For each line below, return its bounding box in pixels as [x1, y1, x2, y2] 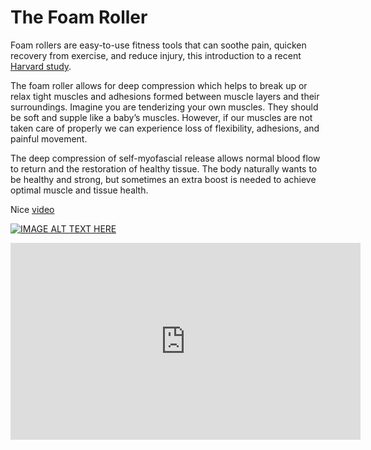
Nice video [10, 203, 55, 215]
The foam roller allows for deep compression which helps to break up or [10, 79, 308, 91]
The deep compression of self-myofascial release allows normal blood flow [10, 152, 321, 164]
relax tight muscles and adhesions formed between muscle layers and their [10, 90, 320, 102]
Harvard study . [10, 60, 72, 72]
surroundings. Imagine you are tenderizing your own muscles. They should [10, 101, 319, 113]
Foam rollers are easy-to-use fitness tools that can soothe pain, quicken [10, 39, 307, 51]
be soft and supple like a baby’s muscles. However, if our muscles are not [10, 111, 313, 123]
